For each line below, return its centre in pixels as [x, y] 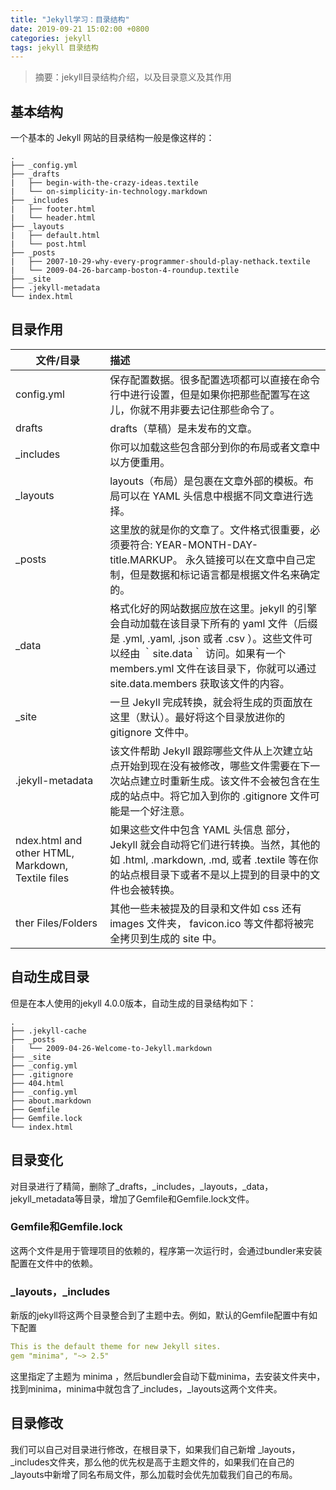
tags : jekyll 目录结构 [54, 47]
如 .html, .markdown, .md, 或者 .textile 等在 [209, 859]
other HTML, [45, 853]
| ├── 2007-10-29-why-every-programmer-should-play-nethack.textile [160, 262]
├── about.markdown [51, 1101]
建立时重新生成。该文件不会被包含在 [225, 781]
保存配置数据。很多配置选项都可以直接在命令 [215, 379]
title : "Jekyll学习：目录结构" [70, 19]
